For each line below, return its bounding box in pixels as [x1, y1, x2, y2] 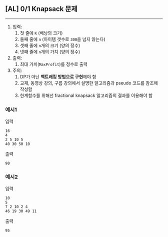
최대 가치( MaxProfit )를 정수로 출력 [19, 61, 87, 67]
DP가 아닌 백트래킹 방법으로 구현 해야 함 [19, 73, 96, 79]
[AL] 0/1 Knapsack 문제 [5, 4, 77, 13]
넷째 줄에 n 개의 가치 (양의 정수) [19, 48, 80, 54]
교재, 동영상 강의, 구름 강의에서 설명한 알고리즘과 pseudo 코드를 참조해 [19, 79, 158, 86]
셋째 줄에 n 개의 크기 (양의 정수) [19, 42, 80, 48]
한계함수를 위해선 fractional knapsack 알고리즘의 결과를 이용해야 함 [19, 92, 153, 98]
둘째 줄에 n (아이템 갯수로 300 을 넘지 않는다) [19, 36, 106, 42]
